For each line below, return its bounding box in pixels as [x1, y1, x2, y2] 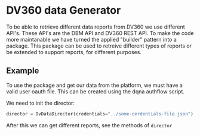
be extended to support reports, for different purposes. [6, 48, 142, 55]
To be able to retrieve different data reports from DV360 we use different [6, 23, 185, 30]
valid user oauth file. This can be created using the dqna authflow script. [6, 87, 185, 95]
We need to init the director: [6, 99, 75, 106]
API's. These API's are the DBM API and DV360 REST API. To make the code [6, 29, 194, 36]
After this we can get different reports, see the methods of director [6, 121, 173, 128]
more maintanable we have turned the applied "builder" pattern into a [6, 36, 177, 43]
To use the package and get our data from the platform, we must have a [6, 81, 183, 89]
